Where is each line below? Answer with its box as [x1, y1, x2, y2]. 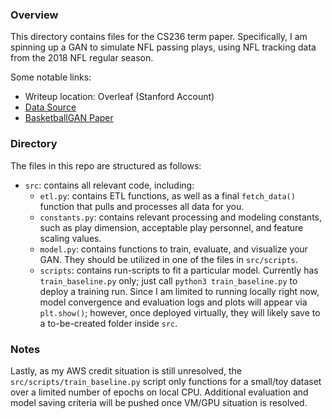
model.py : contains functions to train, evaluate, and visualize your [39, 243, 308, 255]
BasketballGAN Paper [24, 112, 114, 124]
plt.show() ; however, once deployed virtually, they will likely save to [39, 306, 321, 318]
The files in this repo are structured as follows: [10, 159, 202, 172]
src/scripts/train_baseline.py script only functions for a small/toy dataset [10, 375, 322, 387]
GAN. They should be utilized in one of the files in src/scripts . [39, 253, 298, 265]
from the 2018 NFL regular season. [10, 52, 154, 64]
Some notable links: [10, 71, 92, 83]
